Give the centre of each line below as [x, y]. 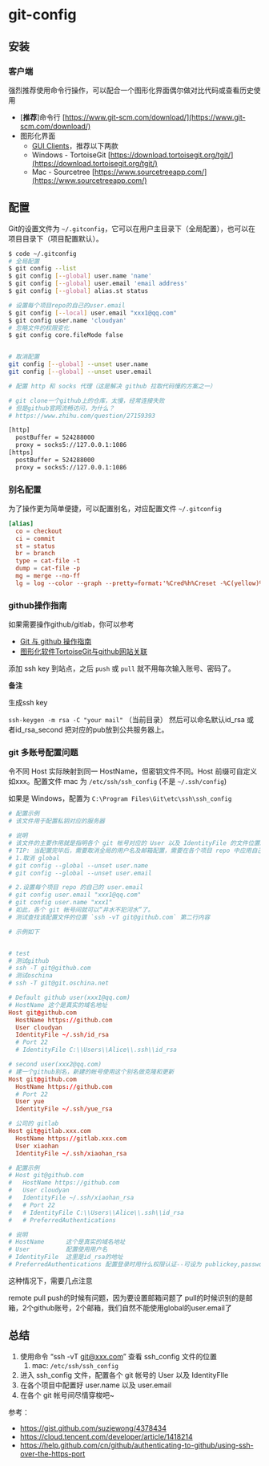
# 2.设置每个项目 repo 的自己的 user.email [76, 887]
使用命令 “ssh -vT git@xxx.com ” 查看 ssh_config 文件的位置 [118, 1356]
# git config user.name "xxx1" [60, 903]
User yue [30, 1102]
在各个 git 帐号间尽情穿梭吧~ [67, 1395]
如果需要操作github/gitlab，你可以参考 [71, 624]
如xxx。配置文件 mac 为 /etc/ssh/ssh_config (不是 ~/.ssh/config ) [118, 782]
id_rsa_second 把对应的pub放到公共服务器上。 [92, 730]
